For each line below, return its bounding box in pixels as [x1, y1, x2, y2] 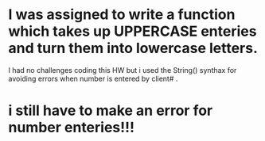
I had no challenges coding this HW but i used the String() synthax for [8, 65, 237, 74]
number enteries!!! [8, 119, 135, 136]
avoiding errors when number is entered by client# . [8, 74, 178, 83]
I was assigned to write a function [8, 6, 236, 24]
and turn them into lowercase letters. [8, 40, 259, 57]
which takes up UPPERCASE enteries [8, 22, 257, 40]
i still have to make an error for [8, 101, 213, 120]
